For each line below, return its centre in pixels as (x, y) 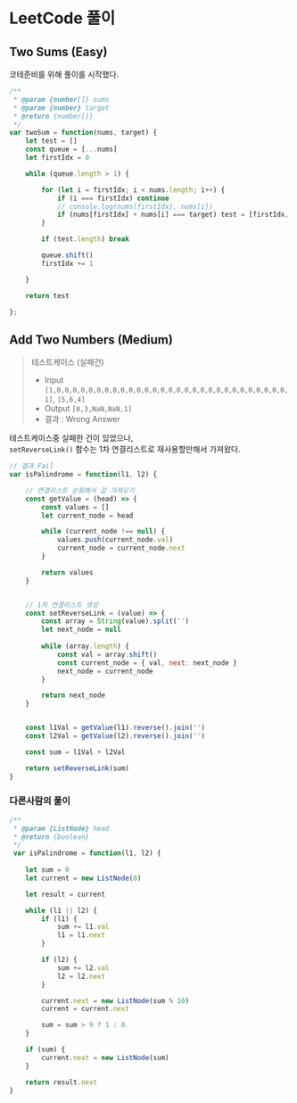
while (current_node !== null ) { (103, 532)
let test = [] (51, 141)
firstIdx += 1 (67, 263)
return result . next (62, 1082)
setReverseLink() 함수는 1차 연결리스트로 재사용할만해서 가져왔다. (125, 449)
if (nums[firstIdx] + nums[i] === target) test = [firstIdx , (173, 215)
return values (67, 572)
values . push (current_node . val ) (115, 540)
